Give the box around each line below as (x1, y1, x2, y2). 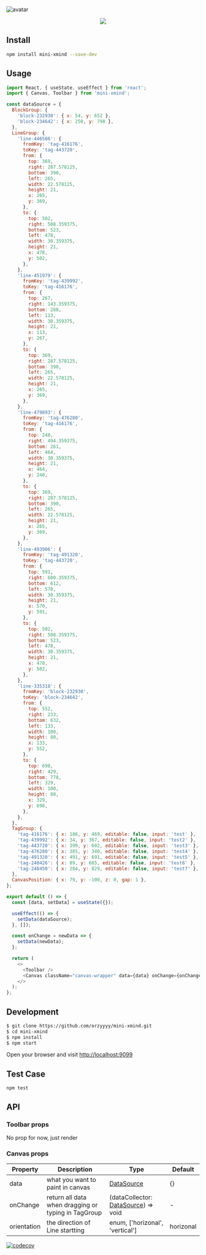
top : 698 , (28, 762, 53, 769)
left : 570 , (28, 586, 56, 592)
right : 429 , (28, 769, 59, 775)
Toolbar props (6, 1120, 49, 1129)
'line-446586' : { (17, 136, 62, 142)
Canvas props (6, 1149, 49, 1157)
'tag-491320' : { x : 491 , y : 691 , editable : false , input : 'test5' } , (17, 854, 199, 860)
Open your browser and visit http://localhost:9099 (6, 1051, 133, 1058)
